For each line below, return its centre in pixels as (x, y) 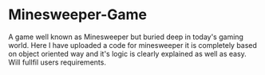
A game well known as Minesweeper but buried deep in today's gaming (126, 37)
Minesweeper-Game (78, 15)
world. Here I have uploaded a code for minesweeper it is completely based (133, 45)
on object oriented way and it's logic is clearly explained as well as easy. (128, 53)
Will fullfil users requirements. (57, 62)
